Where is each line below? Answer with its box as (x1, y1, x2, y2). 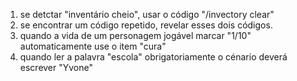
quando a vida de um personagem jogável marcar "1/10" (19, 30, 252, 41)
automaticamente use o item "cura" (19, 40, 167, 52)
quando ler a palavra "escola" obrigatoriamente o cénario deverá (19, 51, 288, 63)
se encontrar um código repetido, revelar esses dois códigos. (19, 19, 273, 31)
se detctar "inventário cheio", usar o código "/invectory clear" (19, 9, 275, 20)
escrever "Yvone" (19, 62, 94, 73)
